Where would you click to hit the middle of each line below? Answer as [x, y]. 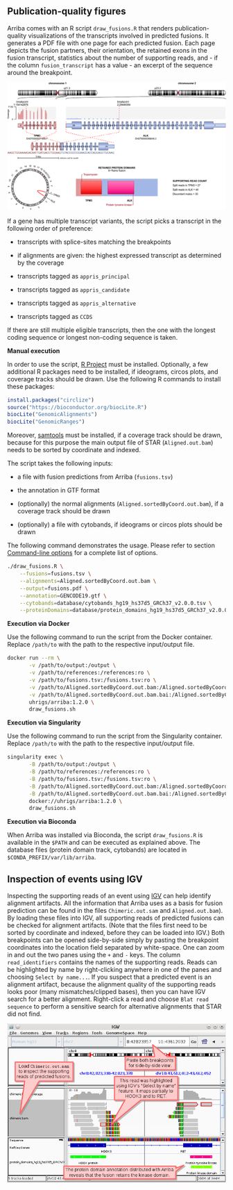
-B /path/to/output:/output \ [72, 765]
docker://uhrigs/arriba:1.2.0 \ [76, 801]
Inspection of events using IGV [75, 879]
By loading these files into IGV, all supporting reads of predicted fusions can [116, 918]
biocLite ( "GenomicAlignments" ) [52, 415]
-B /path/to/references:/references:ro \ [89, 772]
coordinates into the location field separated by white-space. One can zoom [116, 948]
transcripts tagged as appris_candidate [74, 289]
